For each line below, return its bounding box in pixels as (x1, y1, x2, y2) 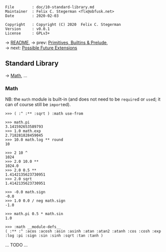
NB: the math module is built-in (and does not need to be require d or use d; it (5, 96, 161, 102)
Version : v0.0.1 (5, 26, 50, 31)
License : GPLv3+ (5, 31, 50, 36)
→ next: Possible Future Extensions (5, 45, 78, 51)
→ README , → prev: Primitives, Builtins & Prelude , (5, 40, 108, 45)
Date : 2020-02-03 (5, 13, 59, 18)
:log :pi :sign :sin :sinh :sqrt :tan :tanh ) (5, 233, 103, 239)
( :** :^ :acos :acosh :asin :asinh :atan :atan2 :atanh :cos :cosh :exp (5, 229, 162, 234)
